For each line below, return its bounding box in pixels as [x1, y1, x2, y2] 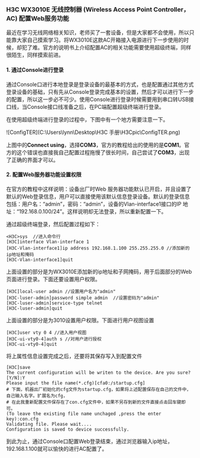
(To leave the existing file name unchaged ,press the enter [6, 411, 162, 417]
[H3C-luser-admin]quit [6, 305, 63, 312]
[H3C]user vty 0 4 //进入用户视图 [6, 329, 87, 335]
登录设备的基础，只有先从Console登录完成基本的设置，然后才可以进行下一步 [6, 88, 194, 95]
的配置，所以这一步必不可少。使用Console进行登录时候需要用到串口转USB [6, 96, 189, 103]
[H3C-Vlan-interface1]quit [6, 257, 73, 262]
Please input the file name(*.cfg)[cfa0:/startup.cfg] [6, 380, 146, 386]
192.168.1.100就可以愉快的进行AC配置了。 [6, 445, 107, 452]
